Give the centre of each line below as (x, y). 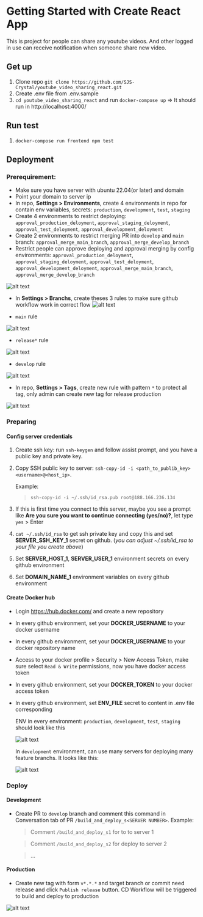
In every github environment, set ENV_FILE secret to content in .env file (105, 703)
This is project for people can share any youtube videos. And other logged (100, 41)
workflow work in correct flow (53, 305)
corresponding (34, 709)
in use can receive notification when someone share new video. (86, 48)
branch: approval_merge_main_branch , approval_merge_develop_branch (102, 242)
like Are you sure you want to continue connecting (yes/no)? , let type (104, 516)
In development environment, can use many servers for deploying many (104, 751)
